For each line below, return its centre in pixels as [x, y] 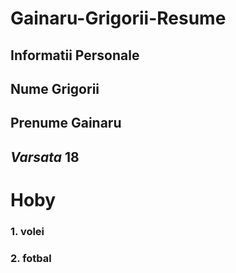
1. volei [27, 231]
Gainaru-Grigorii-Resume [118, 18]
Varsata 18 [45, 157]
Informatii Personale [75, 55]
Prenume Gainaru [66, 123]
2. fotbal [31, 258]
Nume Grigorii [55, 88]
